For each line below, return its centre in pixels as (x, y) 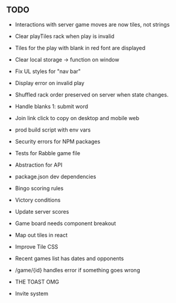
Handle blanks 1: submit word (52, 106)
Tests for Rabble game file (47, 153)
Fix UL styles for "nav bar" (48, 71)
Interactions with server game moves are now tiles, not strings (92, 24)
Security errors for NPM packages (58, 141)
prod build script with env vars (53, 130)
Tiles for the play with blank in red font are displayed (80, 48)
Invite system (31, 293)
